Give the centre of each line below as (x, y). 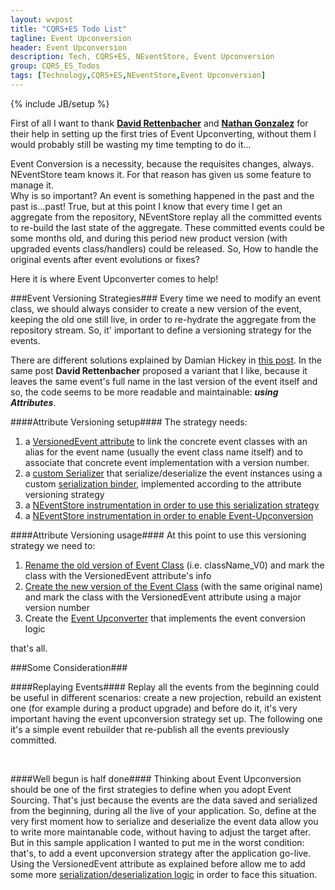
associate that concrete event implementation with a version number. (167, 462)
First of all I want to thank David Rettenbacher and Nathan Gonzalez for (159, 123)
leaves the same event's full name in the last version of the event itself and (164, 381)
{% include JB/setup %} (60, 103)
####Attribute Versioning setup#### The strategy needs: (129, 422)
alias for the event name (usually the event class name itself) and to (163, 452)
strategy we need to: (53, 545)
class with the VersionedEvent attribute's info (118, 575)
